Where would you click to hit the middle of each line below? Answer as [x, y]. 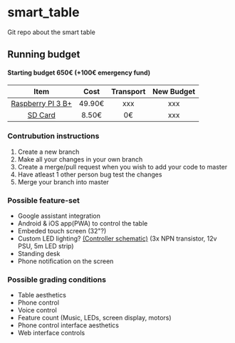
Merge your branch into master [63, 181]
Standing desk [39, 254]
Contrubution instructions [53, 136]
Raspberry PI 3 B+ [42, 103]
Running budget [44, 54]
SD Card [41, 115]
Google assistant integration [59, 216]
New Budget [174, 91]
